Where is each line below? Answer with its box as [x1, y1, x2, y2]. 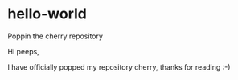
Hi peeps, [7, 46, 39, 56]
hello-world [7, 5, 88, 23]
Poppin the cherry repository [7, 31, 104, 41]
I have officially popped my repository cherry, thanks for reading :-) [7, 62, 231, 72]
